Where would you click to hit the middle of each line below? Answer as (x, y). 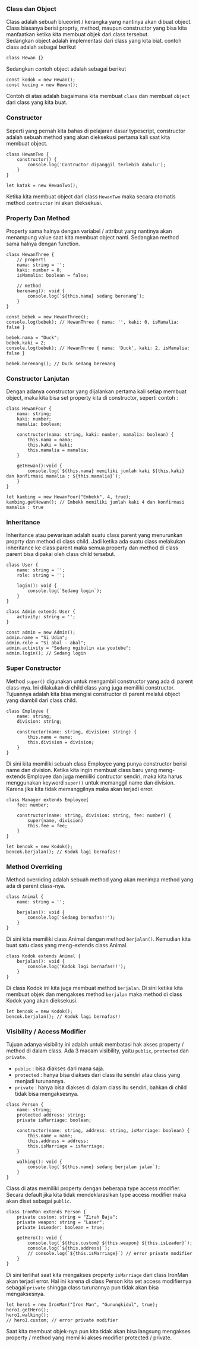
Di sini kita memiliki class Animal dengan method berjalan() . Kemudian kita (99, 939)
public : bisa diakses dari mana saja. (60, 1068)
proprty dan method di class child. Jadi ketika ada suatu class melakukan (96, 542)
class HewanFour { (29, 409)
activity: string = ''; (46, 617)
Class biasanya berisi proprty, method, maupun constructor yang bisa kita (97, 28)
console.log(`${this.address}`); (69, 1248)
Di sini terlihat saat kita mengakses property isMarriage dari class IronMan (97, 1275)
